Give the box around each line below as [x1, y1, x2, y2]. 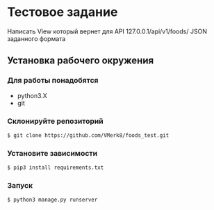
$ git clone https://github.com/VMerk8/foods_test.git [7, 131, 170, 139]
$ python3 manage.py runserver [7, 196, 98, 204]
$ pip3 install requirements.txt [7, 164, 104, 171]
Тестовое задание [7, 4, 118, 20]
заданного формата [7, 34, 66, 42]
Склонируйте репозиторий [7, 116, 104, 126]
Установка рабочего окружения [7, 55, 154, 67]
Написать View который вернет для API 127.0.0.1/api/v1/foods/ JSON [7, 27, 207, 35]
